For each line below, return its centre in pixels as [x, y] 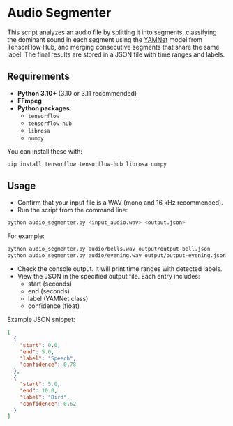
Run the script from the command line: [73, 210]
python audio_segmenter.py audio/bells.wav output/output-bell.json [109, 249]
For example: [26, 236]
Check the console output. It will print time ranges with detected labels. [120, 269]
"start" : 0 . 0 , [40, 345]
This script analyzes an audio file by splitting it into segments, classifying [112, 32]
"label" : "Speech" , [48, 358]
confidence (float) [54, 306]
